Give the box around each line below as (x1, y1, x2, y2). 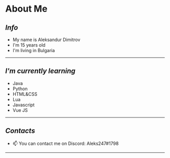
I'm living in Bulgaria (12, 48, 55, 53)
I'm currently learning (5, 67, 76, 75)
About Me (5, 3, 48, 15)
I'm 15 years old (12, 42, 46, 48)
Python (12, 86, 28, 92)
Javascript (12, 102, 35, 108)
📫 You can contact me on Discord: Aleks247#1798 (12, 140, 119, 146)
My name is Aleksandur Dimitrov (12, 36, 80, 43)
